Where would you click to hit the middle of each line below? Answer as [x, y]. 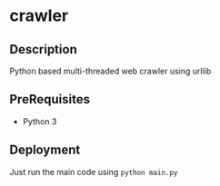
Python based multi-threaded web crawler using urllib [110, 71]
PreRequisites [50, 99]
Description [43, 49]
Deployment [45, 150]
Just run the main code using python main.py [94, 171]
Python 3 [40, 121]
